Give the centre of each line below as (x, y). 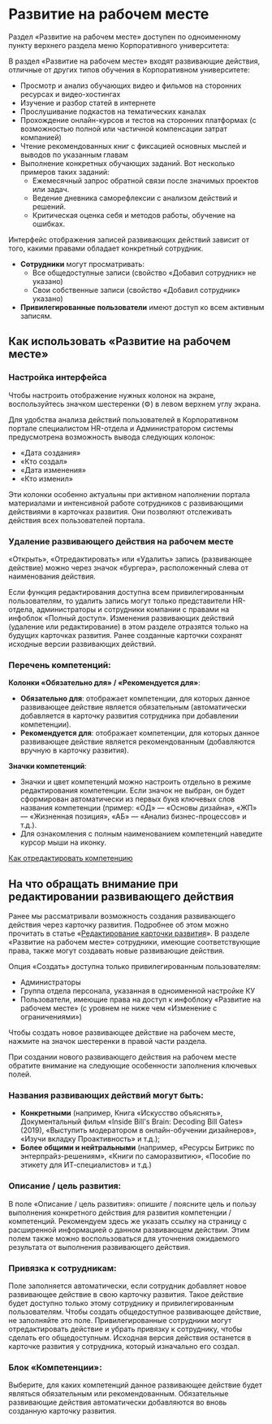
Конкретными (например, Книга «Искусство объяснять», (121, 1113)
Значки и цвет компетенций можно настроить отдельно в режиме (136, 782)
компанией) (41, 137)
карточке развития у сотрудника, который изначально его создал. (124, 1346)
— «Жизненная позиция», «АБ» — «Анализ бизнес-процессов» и (133, 817)
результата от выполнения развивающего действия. (99, 1247)
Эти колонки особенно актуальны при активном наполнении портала (129, 494)
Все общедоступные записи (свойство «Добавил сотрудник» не (144, 273)
